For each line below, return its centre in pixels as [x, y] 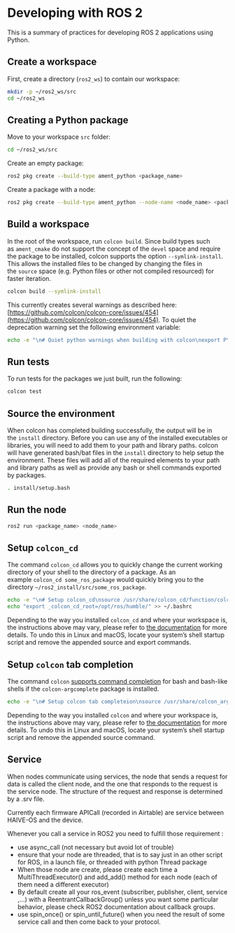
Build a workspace [48, 224]
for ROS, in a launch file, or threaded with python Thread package [112, 862]
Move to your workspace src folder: [59, 137]
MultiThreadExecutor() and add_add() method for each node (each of [117, 877]
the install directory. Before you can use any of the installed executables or [118, 438]
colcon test [24, 392]
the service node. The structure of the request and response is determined [115, 791]
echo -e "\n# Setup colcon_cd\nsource [64, 600]
